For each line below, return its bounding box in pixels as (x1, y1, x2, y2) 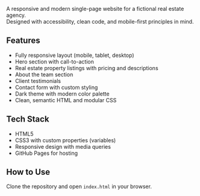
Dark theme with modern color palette (14, 90, 110, 97)
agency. (6, 11, 26, 19)
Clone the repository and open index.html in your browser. (6, 183, 152, 190)
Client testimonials (14, 77, 61, 84)
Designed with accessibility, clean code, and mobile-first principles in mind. (6, 18, 194, 25)
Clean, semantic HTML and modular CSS (14, 96, 117, 103)
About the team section (14, 71, 73, 78)
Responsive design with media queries (14, 143, 111, 150)
